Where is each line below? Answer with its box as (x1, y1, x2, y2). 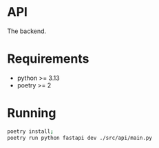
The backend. (7, 27, 47, 35)
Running (7, 105, 56, 121)
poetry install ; (7, 128, 54, 135)
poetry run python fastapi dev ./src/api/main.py (7, 134, 153, 141)
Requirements (7, 51, 89, 67)
